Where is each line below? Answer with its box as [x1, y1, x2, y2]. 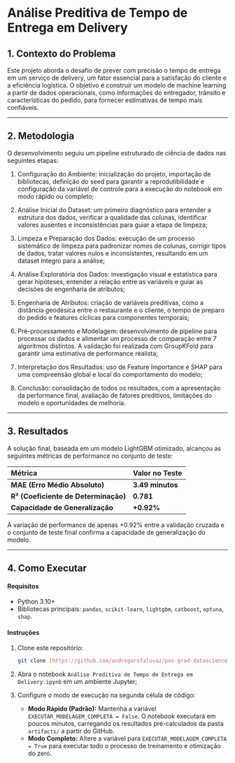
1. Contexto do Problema [7, 48, 116, 59]
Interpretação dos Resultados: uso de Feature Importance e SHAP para [17, 363, 222, 371]
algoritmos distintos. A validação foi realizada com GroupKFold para [17, 342, 213, 350]
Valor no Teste [132, 468, 183, 477]
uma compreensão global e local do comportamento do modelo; [17, 370, 203, 379]
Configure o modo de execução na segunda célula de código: [17, 691, 196, 699]
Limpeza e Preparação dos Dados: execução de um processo [17, 234, 195, 242]
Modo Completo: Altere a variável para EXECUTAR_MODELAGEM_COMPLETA [27, 734, 227, 743]
